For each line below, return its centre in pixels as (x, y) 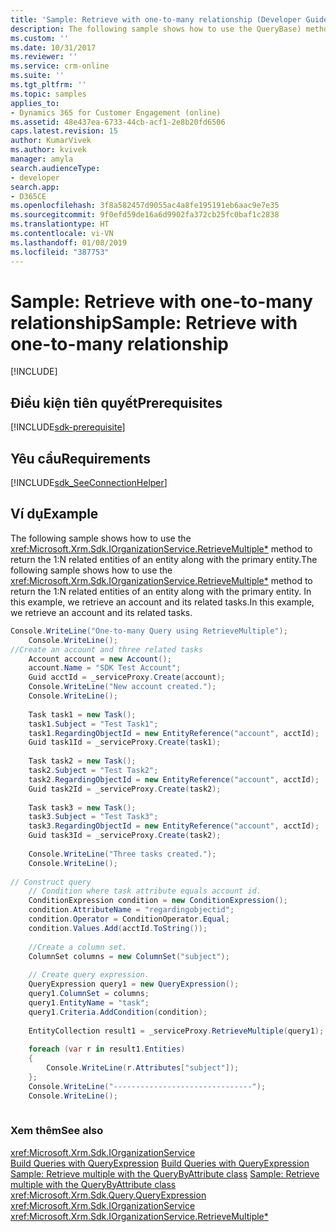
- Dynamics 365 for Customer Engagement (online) (116, 112)
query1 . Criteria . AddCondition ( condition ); (118, 1012)
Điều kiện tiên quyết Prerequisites (116, 402)
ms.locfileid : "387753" (60, 252)
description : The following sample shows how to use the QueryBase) (156, 29)
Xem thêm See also (57, 1131)
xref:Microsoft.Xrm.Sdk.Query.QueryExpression (108, 1195)
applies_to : (35, 103)
